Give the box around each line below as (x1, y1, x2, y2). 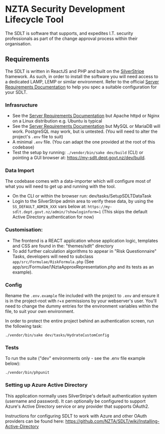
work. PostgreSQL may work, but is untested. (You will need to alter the (12, 128, 158, 134)
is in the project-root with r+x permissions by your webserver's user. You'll (5, 298, 157, 304)
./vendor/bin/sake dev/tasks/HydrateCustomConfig (5, 332, 110, 338)
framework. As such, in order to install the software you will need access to (5, 73, 159, 79)
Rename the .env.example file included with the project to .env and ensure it (5, 292, 160, 298)
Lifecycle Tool (5, 14, 64, 25)
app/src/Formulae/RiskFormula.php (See (12, 258, 94, 265)
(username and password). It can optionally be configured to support (5, 398, 146, 404)
